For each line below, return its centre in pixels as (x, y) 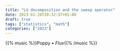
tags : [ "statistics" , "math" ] (38, 24)
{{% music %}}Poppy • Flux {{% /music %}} (51, 43)
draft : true (18, 19)
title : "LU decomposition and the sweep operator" (60, 10)
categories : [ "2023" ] (28, 29)
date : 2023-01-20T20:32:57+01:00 (41, 15)
